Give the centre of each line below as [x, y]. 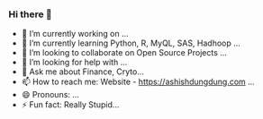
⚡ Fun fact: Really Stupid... [70, 105]
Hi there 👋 [31, 14]
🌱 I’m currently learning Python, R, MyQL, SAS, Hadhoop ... [131, 43]
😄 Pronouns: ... [50, 95]
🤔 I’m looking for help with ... [74, 63]
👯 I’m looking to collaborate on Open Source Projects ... [124, 53]
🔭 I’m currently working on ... [75, 34]
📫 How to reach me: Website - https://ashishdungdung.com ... [138, 82]
